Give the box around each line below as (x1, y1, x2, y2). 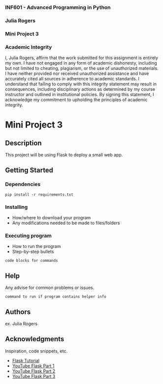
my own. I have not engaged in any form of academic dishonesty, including (5, 60, 157, 66)
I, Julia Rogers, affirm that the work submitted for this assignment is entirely (5, 55, 159, 61)
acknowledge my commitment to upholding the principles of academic (5, 97, 148, 103)
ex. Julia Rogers (5, 320, 38, 326)
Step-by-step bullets (12, 248, 54, 255)
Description (5, 139, 42, 147)
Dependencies (5, 181, 41, 188)
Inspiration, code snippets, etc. (5, 348, 68, 354)
